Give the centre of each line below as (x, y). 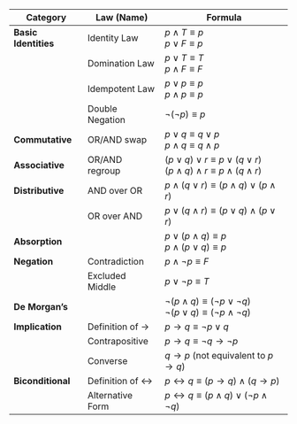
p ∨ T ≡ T (184, 58)
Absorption (38, 241)
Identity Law (113, 38)
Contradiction (115, 262)
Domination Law (121, 63)
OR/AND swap (117, 139)
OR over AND (115, 216)
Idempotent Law (121, 89)
